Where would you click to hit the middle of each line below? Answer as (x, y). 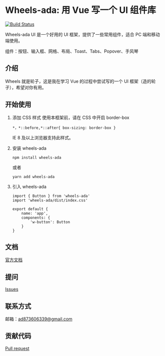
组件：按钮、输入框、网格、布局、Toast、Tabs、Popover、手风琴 (72, 51)
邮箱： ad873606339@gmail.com (39, 319)
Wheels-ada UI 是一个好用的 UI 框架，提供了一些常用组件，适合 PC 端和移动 (83, 34)
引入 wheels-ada (29, 186)
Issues (12, 289)
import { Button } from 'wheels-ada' (51, 196)
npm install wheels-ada (37, 157)
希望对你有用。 (31, 87)
